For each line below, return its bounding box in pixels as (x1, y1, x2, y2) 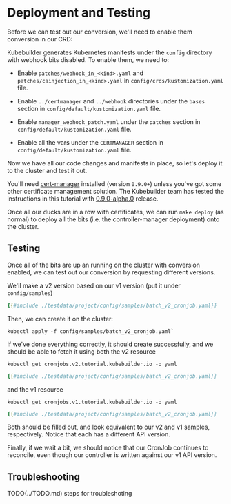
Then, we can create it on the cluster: (7, 314, 114, 323)
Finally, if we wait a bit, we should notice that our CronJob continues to (7, 443, 209, 452)
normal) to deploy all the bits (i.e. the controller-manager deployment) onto (7, 215, 220, 223)
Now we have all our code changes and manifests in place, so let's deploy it (7, 159, 223, 167)
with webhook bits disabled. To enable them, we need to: (7, 55, 170, 63)
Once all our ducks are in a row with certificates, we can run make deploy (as (7, 208, 224, 216)
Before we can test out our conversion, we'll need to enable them (7, 28, 193, 36)
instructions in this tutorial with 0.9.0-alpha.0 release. (7, 194, 159, 203)
